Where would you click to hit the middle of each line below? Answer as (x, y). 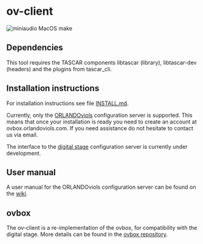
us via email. (22, 135)
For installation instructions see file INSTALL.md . (67, 103)
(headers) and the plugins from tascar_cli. (59, 69)
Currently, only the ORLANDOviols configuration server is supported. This (100, 115)
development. (24, 153)
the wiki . (17, 194)
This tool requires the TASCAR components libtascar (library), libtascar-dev (101, 62)
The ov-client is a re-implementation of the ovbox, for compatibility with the (102, 228)
